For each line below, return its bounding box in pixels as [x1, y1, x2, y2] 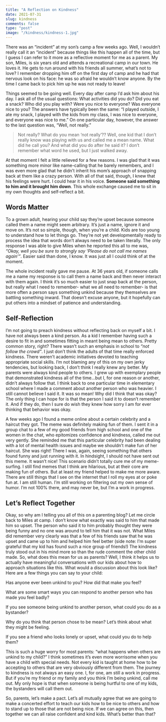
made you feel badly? [5, 594, 50, 600]
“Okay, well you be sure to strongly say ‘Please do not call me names [5, 248, 147, 254]
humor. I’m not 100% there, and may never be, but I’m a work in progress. [5, 484, 155, 490]
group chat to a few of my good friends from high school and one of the [5, 426, 152, 432]
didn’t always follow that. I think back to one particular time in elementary [5, 380, 155, 386]
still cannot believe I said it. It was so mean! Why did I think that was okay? [5, 391, 157, 396]
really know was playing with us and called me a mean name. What [17, 137, 155, 143]
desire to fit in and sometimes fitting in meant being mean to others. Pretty [5, 338, 157, 344]
